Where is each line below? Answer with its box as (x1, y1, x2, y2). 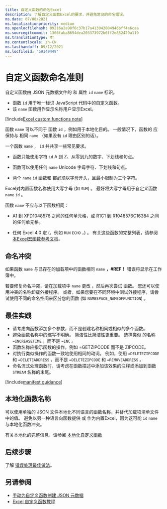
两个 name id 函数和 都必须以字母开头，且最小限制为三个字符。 (12, 175, 140, 181)
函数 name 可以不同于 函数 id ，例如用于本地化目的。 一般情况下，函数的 (5, 127, 153, 132)
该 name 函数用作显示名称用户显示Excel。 (12, 106, 96, 112)
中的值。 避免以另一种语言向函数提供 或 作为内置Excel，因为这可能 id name (5, 415, 158, 421)
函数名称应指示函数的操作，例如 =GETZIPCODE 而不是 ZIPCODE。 (12, 344, 149, 350)
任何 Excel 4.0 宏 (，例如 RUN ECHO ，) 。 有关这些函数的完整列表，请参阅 (12, 230, 158, 236)
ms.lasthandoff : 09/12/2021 (5, 44, 64, 49)
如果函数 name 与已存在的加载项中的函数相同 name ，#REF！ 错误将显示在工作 (5, 266, 162, 272)
